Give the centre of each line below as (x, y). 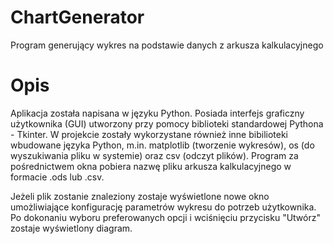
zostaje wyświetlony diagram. (71, 228)
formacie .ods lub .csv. (57, 177)
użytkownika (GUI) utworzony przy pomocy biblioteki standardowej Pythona (167, 123)
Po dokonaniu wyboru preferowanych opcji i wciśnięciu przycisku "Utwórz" (165, 217)
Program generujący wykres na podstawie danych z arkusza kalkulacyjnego (167, 45)
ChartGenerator (77, 17)
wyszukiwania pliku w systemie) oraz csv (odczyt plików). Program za (154, 155)
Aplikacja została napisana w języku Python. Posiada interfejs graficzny (157, 113)
